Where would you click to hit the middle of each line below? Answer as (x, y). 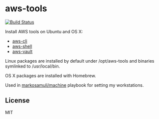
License (17, 101)
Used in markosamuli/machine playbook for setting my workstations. (74, 85)
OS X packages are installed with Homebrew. (51, 75)
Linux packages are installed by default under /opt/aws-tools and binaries (80, 61)
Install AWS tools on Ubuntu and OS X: (44, 31)
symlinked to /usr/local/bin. (33, 66)
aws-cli (20, 41)
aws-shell (22, 46)
